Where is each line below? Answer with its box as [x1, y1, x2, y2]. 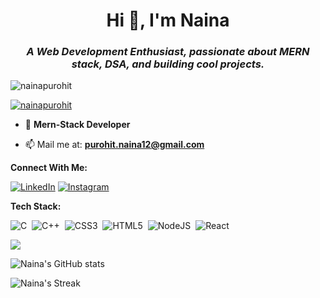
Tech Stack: [10, 200, 62, 213]
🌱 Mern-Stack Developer [24, 119, 131, 131]
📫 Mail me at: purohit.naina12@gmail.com [24, 139, 205, 151]
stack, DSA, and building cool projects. [71, 57, 265, 71]
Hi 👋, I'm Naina [106, 9, 230, 32]
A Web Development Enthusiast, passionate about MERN [26, 45, 310, 59]
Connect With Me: [10, 162, 88, 174]
